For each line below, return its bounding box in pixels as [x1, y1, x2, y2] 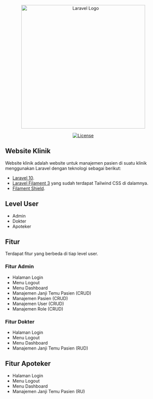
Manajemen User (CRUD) [12, 301, 64, 307]
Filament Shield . [12, 185, 46, 191]
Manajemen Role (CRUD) [12, 306, 63, 311]
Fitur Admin [5, 263, 34, 270]
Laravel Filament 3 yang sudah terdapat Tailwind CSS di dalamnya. [12, 180, 149, 186]
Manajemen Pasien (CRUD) [12, 295, 68, 301]
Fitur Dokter [5, 318, 35, 325]
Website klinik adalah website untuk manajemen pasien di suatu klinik [5, 160, 147, 166]
